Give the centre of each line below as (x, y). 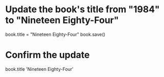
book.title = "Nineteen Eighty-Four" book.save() (55, 34)
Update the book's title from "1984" (83, 9)
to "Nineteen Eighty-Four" (62, 20)
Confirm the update (48, 55)
